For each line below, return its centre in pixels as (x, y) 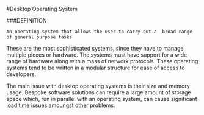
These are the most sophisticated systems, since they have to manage (95, 48)
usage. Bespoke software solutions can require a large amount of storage (99, 92)
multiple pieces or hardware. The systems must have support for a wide (97, 55)
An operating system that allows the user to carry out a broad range (99, 32)
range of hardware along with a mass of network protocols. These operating (102, 61)
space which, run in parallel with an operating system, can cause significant (102, 99)
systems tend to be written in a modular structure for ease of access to (96, 68)
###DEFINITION (27, 20)
